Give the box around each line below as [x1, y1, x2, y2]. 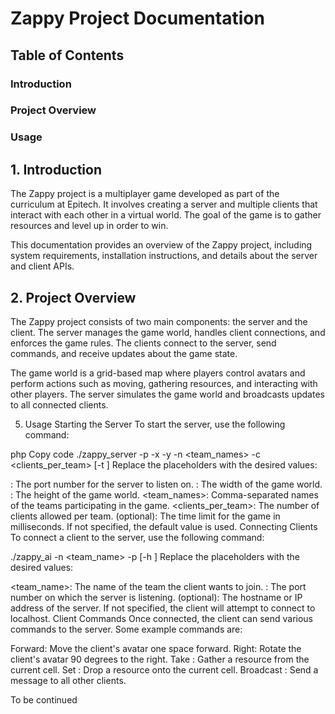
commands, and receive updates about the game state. [10, 347, 238, 359]
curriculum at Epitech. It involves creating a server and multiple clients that [10, 198, 318, 211]
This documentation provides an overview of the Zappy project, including [10, 239, 313, 251]
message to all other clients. [10, 674, 127, 686]
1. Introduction [10, 161, 102, 178]
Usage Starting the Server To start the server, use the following [24, 418, 286, 430]
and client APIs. [10, 260, 75, 272]
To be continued [10, 693, 78, 706]
